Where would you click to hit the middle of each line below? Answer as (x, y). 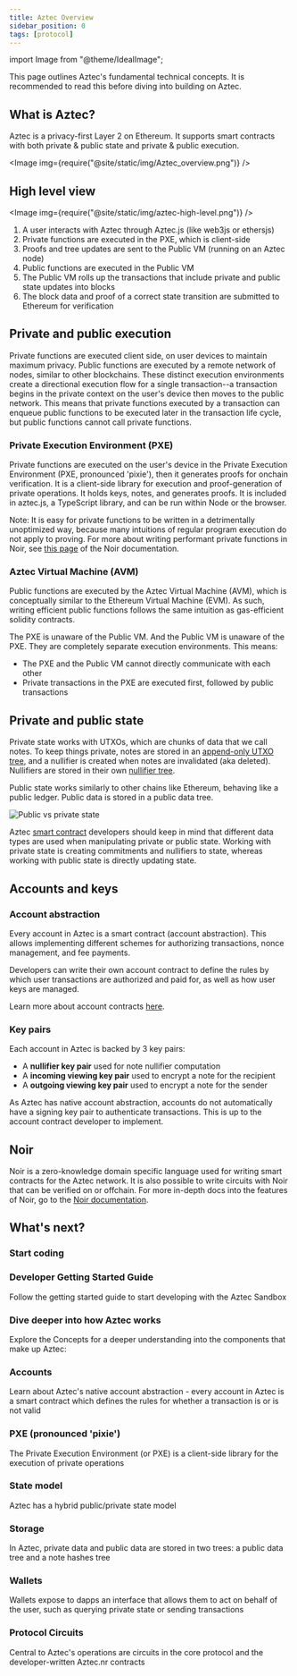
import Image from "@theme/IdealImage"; (86, 60)
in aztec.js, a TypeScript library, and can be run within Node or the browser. (148, 503)
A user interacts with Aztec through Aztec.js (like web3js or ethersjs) (148, 230)
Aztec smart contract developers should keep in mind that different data (141, 832)
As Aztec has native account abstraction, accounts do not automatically (141, 1103)
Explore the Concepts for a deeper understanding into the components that (148, 1339)
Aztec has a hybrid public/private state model (93, 1505)
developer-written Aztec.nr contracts (77, 1662)
